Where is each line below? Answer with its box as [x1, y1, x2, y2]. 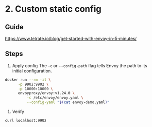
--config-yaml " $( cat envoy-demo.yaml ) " [26, 100, 110, 105]
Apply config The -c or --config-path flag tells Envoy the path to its [12, 62, 147, 69]
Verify [12, 109, 24, 115]
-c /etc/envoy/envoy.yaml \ [26, 95, 84, 100]
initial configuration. [12, 68, 52, 73]
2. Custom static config [5, 3, 101, 15]
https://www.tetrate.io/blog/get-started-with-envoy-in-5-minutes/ [5, 36, 137, 41]
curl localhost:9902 [5, 118, 47, 123]
